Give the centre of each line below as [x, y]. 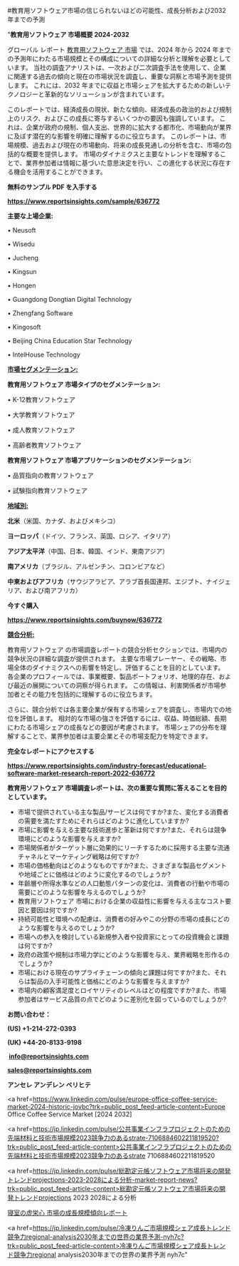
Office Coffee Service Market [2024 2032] [70, 1114]
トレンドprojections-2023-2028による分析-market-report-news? [102, 1180]
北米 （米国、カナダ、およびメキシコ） [63, 521]
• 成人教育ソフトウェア [41, 430]
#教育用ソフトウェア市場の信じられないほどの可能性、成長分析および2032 [117, 10]
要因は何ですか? [54, 910]
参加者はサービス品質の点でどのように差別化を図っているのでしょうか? [122, 999]
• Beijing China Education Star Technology [70, 341]
